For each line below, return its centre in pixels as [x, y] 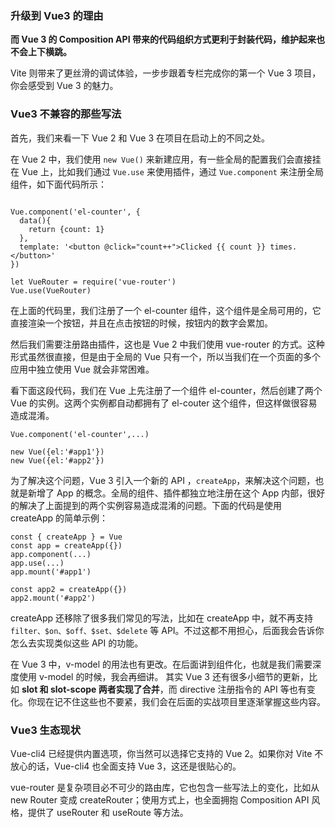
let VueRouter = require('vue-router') [93, 282]
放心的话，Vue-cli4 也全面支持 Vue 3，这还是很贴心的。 [126, 766]
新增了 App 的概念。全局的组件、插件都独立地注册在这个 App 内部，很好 [176, 493]
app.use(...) [37, 563]
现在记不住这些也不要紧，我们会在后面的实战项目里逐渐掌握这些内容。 [181, 701]
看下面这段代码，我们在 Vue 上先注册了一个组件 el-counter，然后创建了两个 [166, 390]
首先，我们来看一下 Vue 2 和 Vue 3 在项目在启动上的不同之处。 [140, 138]
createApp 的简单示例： [59, 518]
